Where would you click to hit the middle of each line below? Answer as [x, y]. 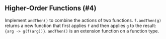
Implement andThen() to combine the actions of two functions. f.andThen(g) [83, 20]
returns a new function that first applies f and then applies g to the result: [80, 25]
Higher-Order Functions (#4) [51, 8]
